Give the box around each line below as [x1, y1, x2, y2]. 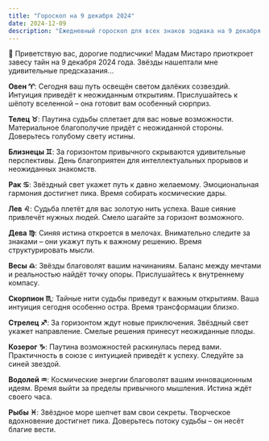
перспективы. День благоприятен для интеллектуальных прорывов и [8, 156, 248, 165]
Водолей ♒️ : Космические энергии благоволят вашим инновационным [8, 375, 252, 385]
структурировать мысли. [8, 245, 95, 255]
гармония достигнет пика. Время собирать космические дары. [8, 189, 227, 198]
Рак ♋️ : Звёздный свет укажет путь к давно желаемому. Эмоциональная [8, 180, 259, 189]
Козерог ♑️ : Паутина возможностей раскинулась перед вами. [8, 342, 222, 352]
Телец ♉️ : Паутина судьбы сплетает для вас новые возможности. [8, 114, 234, 124]
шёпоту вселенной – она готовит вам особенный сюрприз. [8, 98, 212, 109]
